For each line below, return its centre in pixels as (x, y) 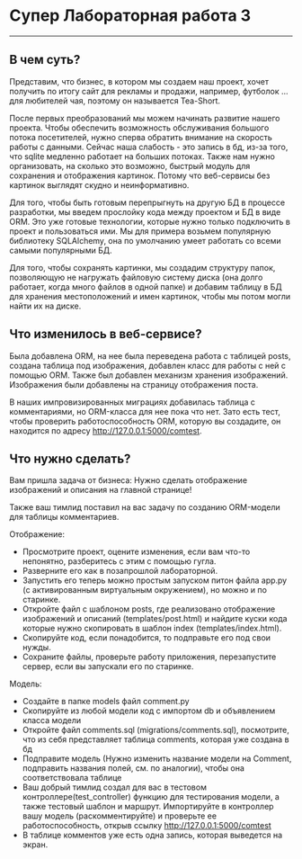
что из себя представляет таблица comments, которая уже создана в (155, 739)
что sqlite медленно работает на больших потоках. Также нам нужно (142, 156)
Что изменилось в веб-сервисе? (106, 334)
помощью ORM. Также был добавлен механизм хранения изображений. (149, 375)
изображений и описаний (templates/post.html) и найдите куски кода (155, 619)
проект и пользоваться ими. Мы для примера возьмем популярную (140, 231)
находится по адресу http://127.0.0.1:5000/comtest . (106, 430)
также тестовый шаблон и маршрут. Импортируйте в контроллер (148, 807)
